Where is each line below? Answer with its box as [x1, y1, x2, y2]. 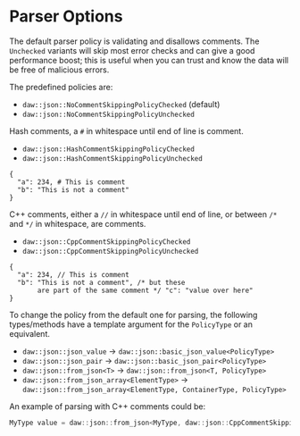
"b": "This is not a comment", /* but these [17, 278, 186, 287]
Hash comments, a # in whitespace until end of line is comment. [9, 125, 244, 136]
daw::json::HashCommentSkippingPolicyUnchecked [21, 154, 203, 163]
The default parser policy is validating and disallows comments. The [9, 36, 260, 46]
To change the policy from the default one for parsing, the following [9, 309, 258, 320]
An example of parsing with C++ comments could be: [9, 400, 206, 412]
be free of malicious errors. [9, 64, 110, 75]
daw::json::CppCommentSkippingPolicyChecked [21, 237, 191, 247]
